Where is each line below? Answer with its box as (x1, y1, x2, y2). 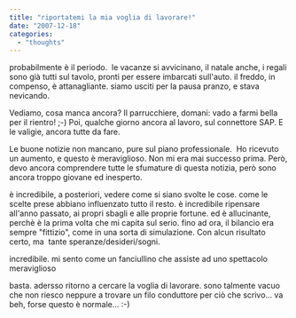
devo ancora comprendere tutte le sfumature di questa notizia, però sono (9, 163, 277, 173)
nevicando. (9, 91, 51, 101)
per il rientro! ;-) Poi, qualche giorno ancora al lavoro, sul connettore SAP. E (9, 117, 284, 128)
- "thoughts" (17, 37, 66, 47)
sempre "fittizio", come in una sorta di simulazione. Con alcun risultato (9, 227, 266, 238)
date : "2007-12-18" (9, 21, 82, 30)
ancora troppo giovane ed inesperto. (9, 172, 144, 183)
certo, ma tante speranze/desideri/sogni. (9, 236, 161, 247)
